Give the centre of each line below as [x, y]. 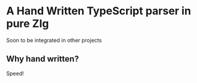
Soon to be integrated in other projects [54, 40]
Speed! [15, 73]
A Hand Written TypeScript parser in [98, 11]
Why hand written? [43, 59]
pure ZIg [28, 24]
